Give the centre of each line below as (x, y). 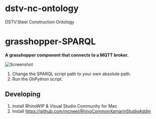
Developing (23, 94)
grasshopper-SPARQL (50, 42)
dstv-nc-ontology (42, 8)
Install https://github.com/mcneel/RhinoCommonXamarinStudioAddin (81, 111)
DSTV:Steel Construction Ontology (40, 22)
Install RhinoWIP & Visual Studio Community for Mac (65, 106)
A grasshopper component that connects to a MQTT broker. (67, 55)
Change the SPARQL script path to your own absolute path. (71, 74)
